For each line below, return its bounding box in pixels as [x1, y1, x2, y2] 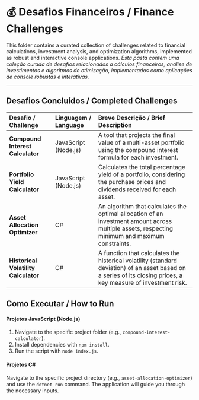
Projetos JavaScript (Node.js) [6, 315, 81, 322]
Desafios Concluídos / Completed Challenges [6, 96, 178, 106]
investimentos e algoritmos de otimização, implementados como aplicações [6, 66, 192, 74]
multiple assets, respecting [98, 224, 174, 233]
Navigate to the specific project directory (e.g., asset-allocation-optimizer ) [6, 374, 192, 381]
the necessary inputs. [6, 387, 59, 394]
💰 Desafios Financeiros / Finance [6, 5, 174, 19]
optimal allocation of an [98, 209, 163, 218]
